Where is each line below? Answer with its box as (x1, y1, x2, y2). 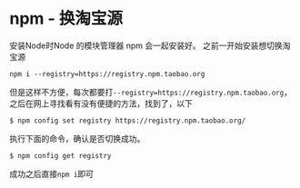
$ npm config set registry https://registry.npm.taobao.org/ (9, 115, 246, 125)
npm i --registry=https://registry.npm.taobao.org (9, 69, 205, 78)
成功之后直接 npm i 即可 (9, 168, 94, 179)
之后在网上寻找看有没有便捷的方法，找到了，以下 (9, 97, 193, 109)
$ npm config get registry (9, 151, 112, 160)
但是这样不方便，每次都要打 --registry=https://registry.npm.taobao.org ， (9, 86, 293, 97)
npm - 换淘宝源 (9, 8, 123, 29)
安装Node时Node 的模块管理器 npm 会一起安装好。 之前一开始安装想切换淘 (9, 40, 291, 51)
